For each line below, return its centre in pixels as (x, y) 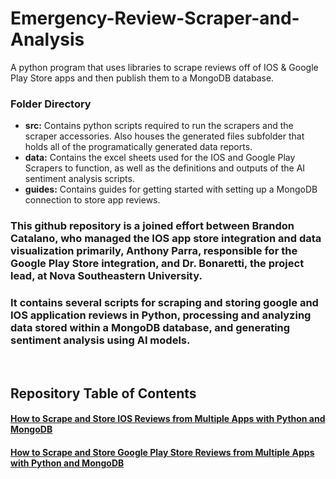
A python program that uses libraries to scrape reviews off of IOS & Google (164, 67)
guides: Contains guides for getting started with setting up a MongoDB (171, 189)
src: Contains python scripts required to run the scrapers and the (159, 126)
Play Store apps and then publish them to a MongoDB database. (142, 78)
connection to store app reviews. (92, 200)
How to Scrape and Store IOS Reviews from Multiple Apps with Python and (168, 419)
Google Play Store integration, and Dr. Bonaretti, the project (157, 264)
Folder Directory (51, 104)
